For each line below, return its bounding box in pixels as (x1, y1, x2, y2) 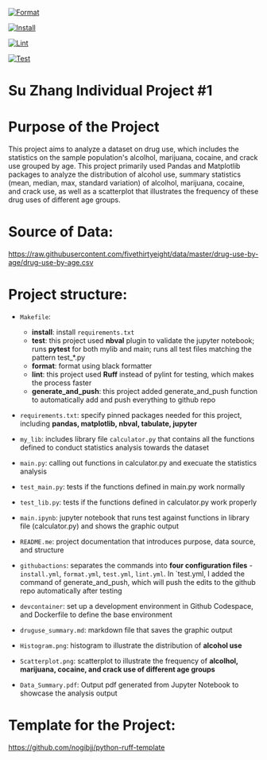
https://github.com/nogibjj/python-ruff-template (8, 742, 165, 752)
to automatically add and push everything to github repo (31, 395, 216, 404)
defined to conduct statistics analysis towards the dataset (19, 442, 209, 452)
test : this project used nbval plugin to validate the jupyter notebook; (31, 336, 255, 345)
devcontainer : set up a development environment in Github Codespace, (19, 602, 254, 610)
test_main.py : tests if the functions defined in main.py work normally (19, 482, 246, 491)
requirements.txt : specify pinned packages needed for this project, (19, 411, 242, 419)
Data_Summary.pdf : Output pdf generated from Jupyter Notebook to (19, 680, 239, 689)
